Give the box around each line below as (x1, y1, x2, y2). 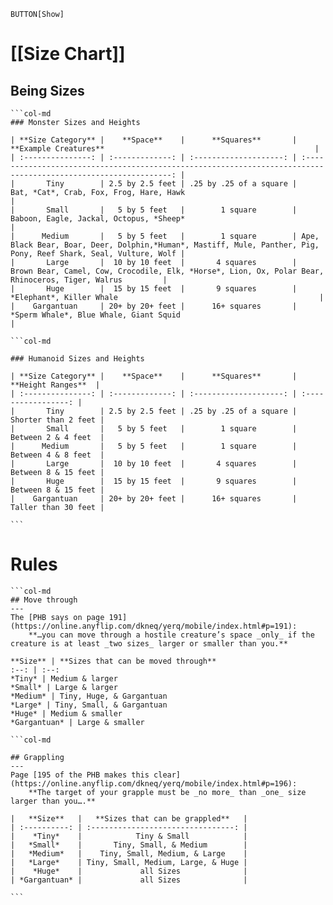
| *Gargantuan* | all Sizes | (10, 875, 248, 885)
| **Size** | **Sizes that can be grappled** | (10, 813, 248, 824)
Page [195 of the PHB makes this (10, 770, 150, 780)
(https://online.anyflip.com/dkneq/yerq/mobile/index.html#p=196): (10, 778, 298, 789)
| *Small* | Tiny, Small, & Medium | (10, 840, 248, 850)
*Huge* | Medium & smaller (10, 708, 123, 719)
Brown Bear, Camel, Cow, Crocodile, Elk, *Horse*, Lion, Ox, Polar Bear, (10, 266, 325, 276)
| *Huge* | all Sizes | (10, 866, 248, 876)
